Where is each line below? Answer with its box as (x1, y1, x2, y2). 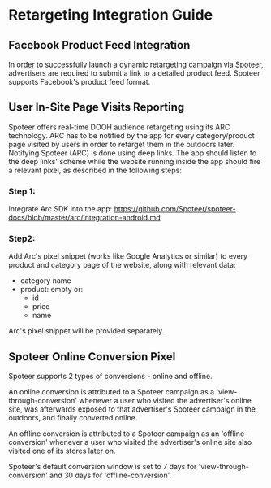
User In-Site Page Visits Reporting (8, 100, 185, 115)
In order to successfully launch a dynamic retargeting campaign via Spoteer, (8, 59, 264, 69)
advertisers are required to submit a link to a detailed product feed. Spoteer (8, 68, 260, 78)
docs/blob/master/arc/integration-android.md (8, 213, 161, 223)
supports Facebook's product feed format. (8, 77, 151, 86)
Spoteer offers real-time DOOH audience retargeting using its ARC (8, 122, 230, 132)
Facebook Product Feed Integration (8, 38, 191, 52)
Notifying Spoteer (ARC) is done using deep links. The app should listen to (8, 148, 257, 158)
